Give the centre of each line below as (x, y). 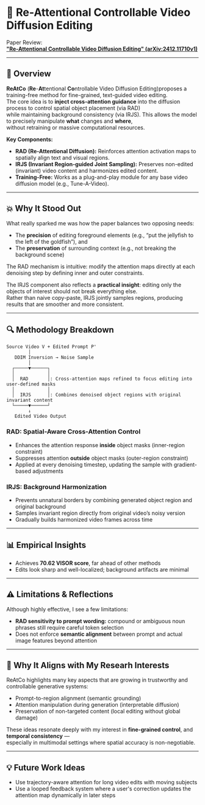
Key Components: (30, 139)
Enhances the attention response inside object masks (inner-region (100, 445)
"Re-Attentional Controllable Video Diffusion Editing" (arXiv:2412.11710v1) (102, 49)
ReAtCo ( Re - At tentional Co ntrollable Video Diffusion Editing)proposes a (97, 89)
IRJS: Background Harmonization (56, 487)
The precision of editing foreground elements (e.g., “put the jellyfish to (104, 235)
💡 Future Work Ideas (46, 767)
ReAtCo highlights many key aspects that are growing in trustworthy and (97, 680)
